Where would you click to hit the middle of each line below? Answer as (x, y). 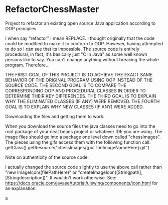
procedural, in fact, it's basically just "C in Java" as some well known (76, 54)
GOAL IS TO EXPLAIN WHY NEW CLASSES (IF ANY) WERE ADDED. (74, 107)
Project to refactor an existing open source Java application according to (80, 23)
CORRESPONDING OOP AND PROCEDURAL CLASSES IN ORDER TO (76, 90)
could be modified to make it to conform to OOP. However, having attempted (84, 43)
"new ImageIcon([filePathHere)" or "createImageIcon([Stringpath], (74, 172)
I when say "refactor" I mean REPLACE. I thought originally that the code (80, 38)
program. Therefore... (28, 65)
